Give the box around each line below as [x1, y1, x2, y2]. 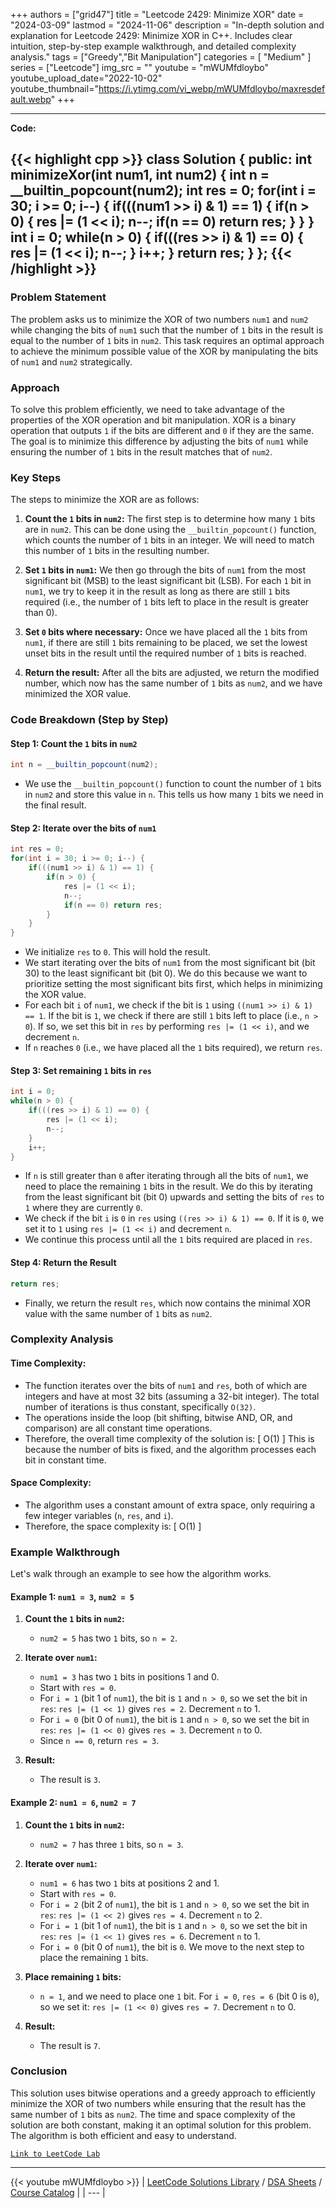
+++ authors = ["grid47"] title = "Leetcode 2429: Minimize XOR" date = [10, 9, 305, 20]
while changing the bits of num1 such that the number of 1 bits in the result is [10, 324, 324, 336]
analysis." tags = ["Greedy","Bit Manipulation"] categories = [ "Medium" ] [10, 51, 312, 63]
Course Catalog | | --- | [10, 2186, 106, 2198]
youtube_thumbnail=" [10, 83, 99, 94]
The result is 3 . [39, 1774, 101, 1786]
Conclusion [10, 2064, 68, 2078]
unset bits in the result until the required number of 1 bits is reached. [24, 647, 307, 659]
